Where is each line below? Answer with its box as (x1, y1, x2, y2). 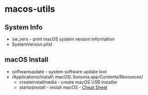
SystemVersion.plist (11, 41, 52, 47)
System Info (4, 23, 43, 32)
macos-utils (4, 3, 55, 15)
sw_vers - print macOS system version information (11, 36, 115, 42)
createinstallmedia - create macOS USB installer (19, 79, 118, 85)
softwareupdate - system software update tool (11, 68, 107, 74)
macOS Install (4, 56, 49, 64)
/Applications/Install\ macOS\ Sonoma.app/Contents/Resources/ (11, 74, 144, 80)
